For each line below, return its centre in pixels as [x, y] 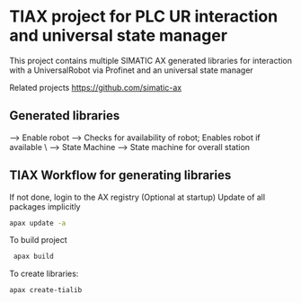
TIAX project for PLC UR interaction [144, 17]
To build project [38, 240]
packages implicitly [45, 206]
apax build [33, 257]
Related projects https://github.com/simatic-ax [96, 87]
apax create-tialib [46, 290]
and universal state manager [118, 36]
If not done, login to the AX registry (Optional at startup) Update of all [137, 197]
